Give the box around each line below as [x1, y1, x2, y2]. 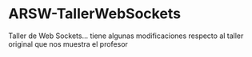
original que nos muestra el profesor [8, 39, 128, 48]
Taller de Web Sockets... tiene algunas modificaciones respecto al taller [8, 31, 244, 40]
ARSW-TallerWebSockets [8, 5, 182, 23]
